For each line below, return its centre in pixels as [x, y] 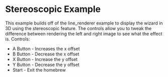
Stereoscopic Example [53, 9]
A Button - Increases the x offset [46, 48]
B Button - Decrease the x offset [46, 54]
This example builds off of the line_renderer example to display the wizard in [84, 23]
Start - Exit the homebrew [39, 70]
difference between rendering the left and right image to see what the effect [84, 33]
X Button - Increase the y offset [45, 59]
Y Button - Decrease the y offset [46, 64]
